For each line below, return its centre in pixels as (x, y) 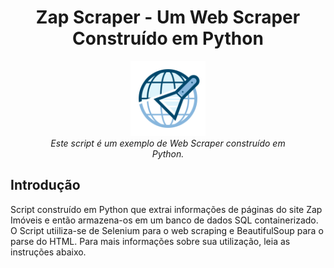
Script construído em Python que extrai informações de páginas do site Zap (166, 209)
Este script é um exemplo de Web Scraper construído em (168, 143)
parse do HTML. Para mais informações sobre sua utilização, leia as (150, 241)
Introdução (45, 185)
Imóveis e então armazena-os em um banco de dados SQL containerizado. (164, 220)
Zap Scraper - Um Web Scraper (168, 17)
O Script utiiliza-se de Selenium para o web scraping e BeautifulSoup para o (167, 230)
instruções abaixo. (48, 252)
